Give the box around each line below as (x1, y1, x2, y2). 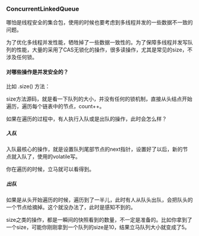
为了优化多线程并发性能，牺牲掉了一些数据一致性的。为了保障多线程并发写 (6, 39, 188, 46)
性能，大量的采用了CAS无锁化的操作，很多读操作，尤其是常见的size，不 (16, 46, 193, 53)
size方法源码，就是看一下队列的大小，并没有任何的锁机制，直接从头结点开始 (6, 95, 192, 102)
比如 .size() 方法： (6, 82, 50, 90)
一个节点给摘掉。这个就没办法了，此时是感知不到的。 (6, 203, 136, 211)
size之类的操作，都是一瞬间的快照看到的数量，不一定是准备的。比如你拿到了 (6, 216, 192, 224)
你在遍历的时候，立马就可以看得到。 (6, 166, 95, 173)
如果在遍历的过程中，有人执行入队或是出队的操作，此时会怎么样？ (6, 115, 167, 122)
